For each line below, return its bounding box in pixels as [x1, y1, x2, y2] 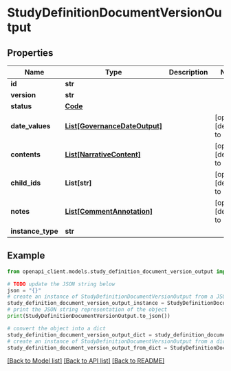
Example [7, 250, 45, 261]
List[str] [65, 178, 92, 188]
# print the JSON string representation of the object [7, 306, 168, 313]
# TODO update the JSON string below [7, 281, 115, 288]
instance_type [10, 226, 58, 236]
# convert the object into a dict [7, 325, 107, 332]
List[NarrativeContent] [65, 150, 141, 159]
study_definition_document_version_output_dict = [7, 331, 153, 339]
